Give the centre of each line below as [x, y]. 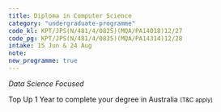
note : [17, 53]
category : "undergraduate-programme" [72, 23]
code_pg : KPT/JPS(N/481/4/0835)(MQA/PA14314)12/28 [96, 38]
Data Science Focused [46, 83]
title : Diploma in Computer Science [70, 16]
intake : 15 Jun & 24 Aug [50, 46]
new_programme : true [43, 61]
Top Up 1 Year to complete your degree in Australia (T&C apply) [110, 99]
